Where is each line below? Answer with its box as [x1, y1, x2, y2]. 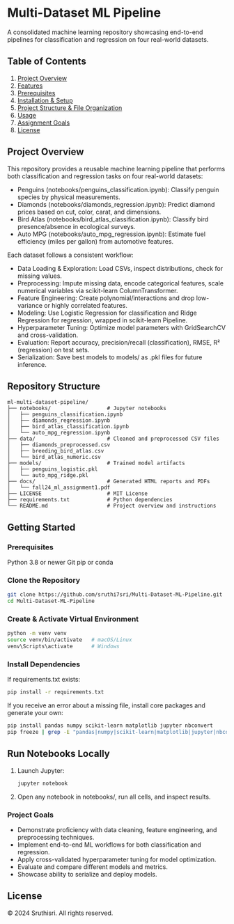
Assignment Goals [17, 118, 70, 127]
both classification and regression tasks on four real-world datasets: [7, 172, 203, 180]
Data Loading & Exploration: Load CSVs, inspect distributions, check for [17, 264, 224, 272]
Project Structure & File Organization [17, 103, 123, 112]
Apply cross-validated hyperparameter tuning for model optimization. [17, 855, 217, 863]
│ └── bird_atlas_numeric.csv [7, 454, 101, 461]
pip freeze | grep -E [7, 729, 70, 736]
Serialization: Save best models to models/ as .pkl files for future [17, 353, 203, 361]
